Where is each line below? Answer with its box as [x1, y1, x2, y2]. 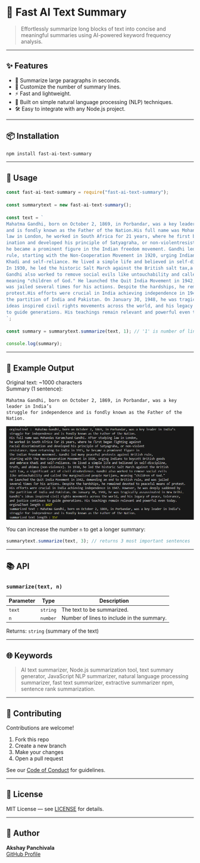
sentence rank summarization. [20, 685, 95, 693]
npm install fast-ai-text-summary [6, 151, 92, 157]
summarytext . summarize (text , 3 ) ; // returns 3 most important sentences [6, 538, 190, 544]
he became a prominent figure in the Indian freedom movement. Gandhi [6, 246, 185, 252]
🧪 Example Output [6, 363, 74, 373]
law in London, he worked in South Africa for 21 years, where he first [6, 233, 190, 240]
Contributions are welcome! [6, 724, 74, 731]
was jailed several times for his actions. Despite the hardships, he [6, 284, 185, 290]
